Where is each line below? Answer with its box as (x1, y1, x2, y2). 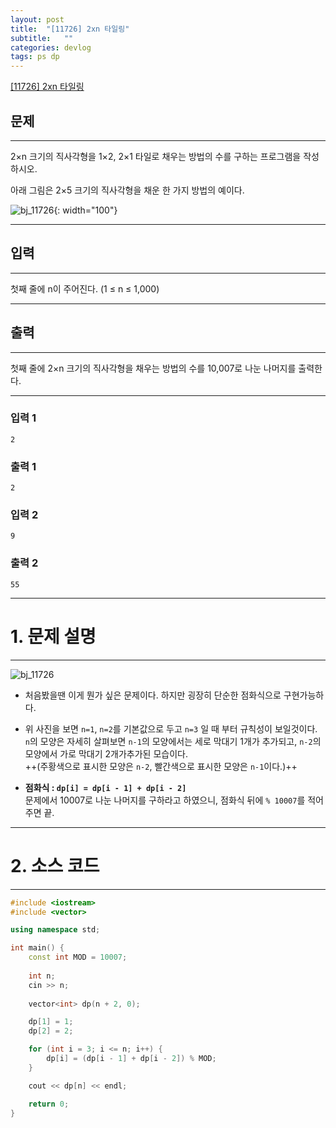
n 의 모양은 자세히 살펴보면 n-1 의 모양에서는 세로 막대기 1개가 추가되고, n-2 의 (24, 735, 322, 747)
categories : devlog (10, 42, 92, 53)
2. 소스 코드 (10, 854, 100, 877)
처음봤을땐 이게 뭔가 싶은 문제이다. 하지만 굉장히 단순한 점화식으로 (24, 689, 282, 701)
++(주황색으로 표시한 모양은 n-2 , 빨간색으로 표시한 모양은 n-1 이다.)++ (24, 760, 298, 772)
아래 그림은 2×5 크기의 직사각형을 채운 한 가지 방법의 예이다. (10, 184, 245, 196)
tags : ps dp (10, 52, 60, 62)
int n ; (28, 971, 56, 981)
